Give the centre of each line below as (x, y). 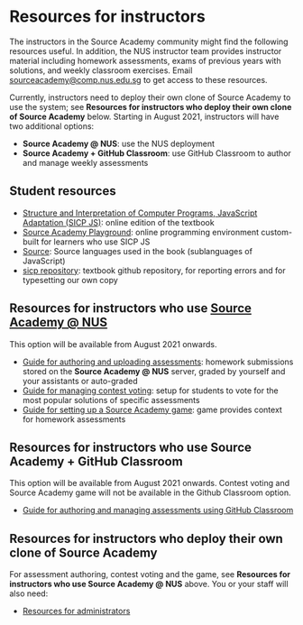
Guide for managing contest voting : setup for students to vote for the (150, 391)
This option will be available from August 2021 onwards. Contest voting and (150, 483)
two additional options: (52, 126)
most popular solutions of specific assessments (111, 400)
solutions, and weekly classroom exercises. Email (101, 70)
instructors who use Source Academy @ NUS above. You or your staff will (149, 584)
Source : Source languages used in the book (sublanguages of (137, 251)
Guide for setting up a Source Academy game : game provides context (152, 409)
